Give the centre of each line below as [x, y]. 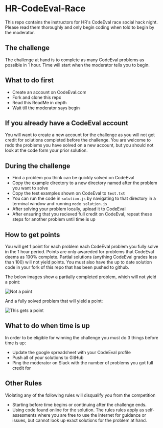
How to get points [33, 235]
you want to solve [30, 188]
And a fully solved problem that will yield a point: [54, 301]
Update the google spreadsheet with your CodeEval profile [71, 352]
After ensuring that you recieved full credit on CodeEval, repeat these [82, 214]
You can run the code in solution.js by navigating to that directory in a [84, 198]
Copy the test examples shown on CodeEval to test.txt [69, 193]
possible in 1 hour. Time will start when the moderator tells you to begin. [78, 65]
